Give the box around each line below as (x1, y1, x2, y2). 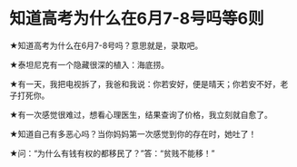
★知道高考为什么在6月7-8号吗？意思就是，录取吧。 (9, 40, 203, 51)
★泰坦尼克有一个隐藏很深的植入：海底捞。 (9, 59, 170, 70)
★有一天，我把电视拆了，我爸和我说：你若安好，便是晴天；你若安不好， (9, 78, 281, 89)
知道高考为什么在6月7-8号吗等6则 (9, 8, 264, 29)
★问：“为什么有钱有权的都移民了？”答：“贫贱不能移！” (9, 147, 215, 159)
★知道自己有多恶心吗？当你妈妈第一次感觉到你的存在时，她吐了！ (9, 128, 257, 139)
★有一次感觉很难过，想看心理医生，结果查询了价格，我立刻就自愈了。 (9, 109, 272, 120)
